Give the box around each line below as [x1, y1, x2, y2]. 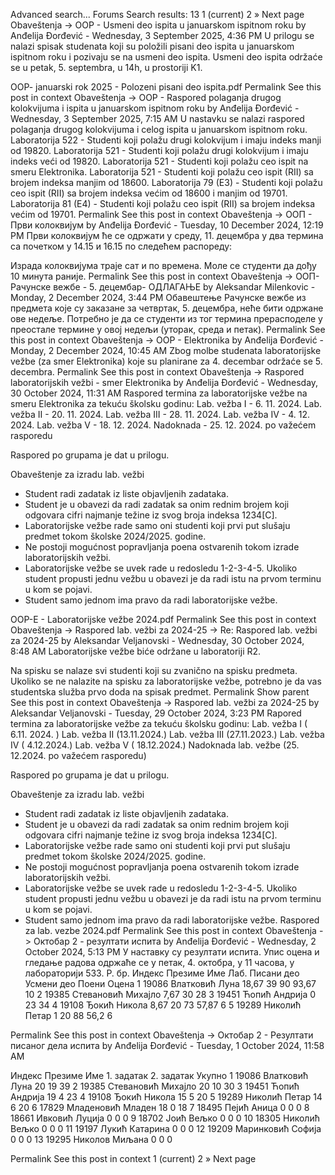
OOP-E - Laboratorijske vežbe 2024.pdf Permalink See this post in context [10, 614, 317, 625]
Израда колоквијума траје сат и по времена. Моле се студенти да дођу [10, 260, 317, 271]
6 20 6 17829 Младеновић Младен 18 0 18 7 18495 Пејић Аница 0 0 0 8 [10, 1102, 310, 1113]
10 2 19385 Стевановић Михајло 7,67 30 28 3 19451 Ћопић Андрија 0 [24, 989, 317, 1000]
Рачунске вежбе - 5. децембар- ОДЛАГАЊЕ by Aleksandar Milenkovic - [10, 281, 316, 293]
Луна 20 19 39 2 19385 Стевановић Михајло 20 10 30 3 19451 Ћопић [10, 1080, 300, 1092]
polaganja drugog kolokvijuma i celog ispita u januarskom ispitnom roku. [10, 124, 308, 135]
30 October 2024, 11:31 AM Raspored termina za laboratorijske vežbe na [10, 387, 308, 399]
